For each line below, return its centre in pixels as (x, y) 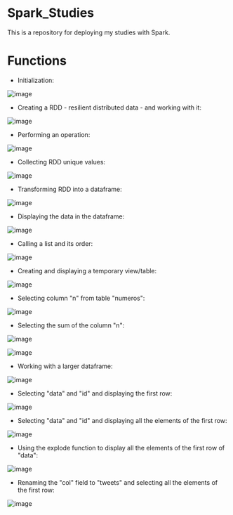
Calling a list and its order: (55, 243)
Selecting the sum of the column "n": (71, 325)
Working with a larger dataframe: (65, 366)
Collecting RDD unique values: (61, 162)
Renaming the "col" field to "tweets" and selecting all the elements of (118, 482)
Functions (37, 61)
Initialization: (36, 80)
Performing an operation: (54, 134)
